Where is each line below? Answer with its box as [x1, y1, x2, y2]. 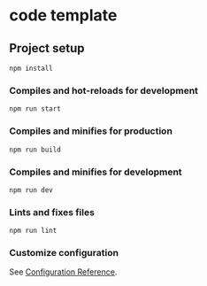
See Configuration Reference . [9, 267, 118, 277]
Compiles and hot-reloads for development [9, 84, 199, 97]
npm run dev [9, 185, 53, 195]
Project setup [9, 41, 86, 56]
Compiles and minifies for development [9, 166, 183, 178]
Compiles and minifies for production [9, 125, 172, 137]
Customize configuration [9, 247, 119, 259]
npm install [9, 64, 53, 73]
